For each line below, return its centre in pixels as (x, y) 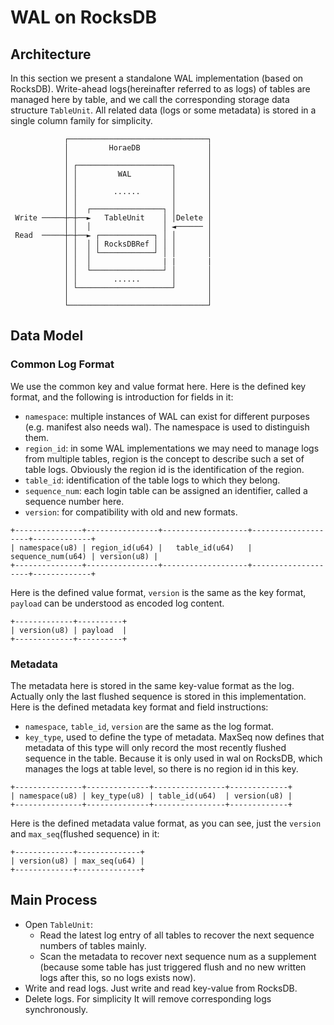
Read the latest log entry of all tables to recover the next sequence (177, 935)
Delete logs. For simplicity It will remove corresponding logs (148, 998)
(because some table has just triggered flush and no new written (173, 967)
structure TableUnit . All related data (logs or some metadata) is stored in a (163, 110)
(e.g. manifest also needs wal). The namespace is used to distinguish (167, 427)
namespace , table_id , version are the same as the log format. (149, 726)
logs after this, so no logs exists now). (118, 977)
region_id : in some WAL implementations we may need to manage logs (172, 448)
